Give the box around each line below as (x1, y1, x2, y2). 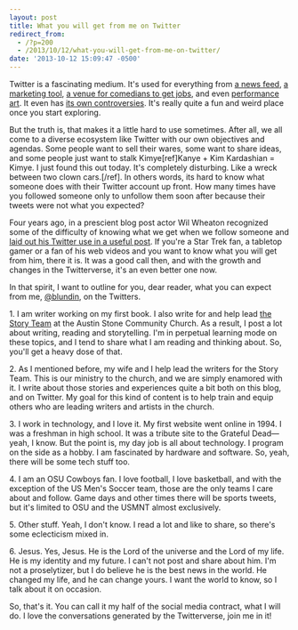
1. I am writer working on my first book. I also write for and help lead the (9, 309, 272, 319)
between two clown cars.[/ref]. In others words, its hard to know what (9, 172, 265, 182)
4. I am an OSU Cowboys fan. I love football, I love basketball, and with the (9, 473, 282, 484)
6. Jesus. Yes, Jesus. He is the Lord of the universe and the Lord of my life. (9, 546, 285, 556)
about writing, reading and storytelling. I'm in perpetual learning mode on (9, 327, 278, 338)
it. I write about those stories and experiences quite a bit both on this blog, (9, 383, 282, 392)
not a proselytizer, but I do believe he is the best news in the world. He (9, 565, 267, 575)
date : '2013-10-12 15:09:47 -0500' (9, 54, 141, 63)
